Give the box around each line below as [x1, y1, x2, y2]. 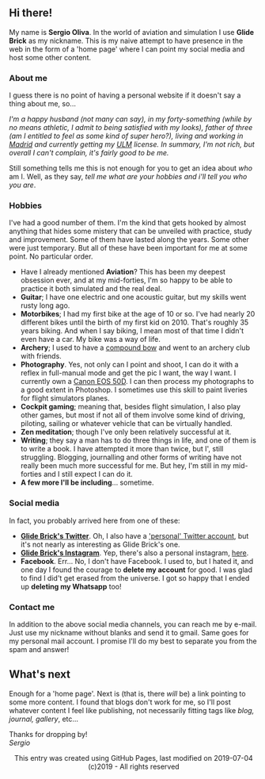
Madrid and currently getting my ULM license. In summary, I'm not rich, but [9, 140, 256, 149]
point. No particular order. [9, 251, 93, 261]
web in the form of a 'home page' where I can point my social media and [9, 44, 245, 54]
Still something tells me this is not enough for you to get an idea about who [9, 163, 252, 173]
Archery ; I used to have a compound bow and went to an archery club [20, 343, 250, 352]
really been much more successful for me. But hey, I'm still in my [20, 461, 232, 470]
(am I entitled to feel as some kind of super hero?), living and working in [9, 131, 244, 141]
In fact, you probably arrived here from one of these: [9, 516, 180, 525]
